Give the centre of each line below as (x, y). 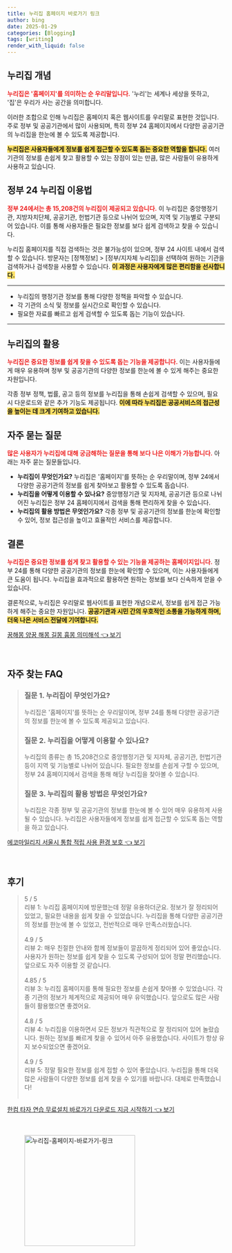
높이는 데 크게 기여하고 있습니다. (57, 411)
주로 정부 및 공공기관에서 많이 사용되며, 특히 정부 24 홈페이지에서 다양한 (104, 125)
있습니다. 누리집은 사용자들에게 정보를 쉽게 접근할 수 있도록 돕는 (125, 819)
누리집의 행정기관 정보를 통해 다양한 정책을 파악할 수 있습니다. (100, 296)
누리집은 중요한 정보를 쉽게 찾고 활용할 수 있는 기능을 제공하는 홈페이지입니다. (110, 562)
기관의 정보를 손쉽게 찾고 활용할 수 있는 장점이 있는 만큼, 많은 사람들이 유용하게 (113, 157)
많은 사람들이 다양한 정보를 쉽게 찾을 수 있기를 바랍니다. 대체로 (108, 1079)
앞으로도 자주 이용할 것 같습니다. (67, 965)
